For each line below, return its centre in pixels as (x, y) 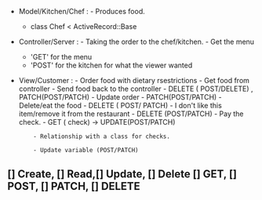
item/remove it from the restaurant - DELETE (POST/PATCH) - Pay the (131, 114)
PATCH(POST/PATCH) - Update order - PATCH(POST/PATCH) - (120, 97)
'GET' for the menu (61, 57)
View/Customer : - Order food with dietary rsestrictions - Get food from (134, 80)
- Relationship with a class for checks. (102, 136)
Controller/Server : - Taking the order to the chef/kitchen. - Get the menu (136, 42)
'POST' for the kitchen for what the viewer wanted (111, 65)
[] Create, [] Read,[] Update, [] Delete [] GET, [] (122, 175)
